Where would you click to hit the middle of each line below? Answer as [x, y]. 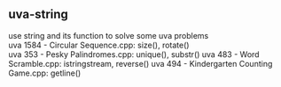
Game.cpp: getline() [45, 73]
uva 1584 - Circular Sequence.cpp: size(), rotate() [99, 45]
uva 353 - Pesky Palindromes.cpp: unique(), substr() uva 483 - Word [134, 54]
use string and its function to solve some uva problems [109, 35]
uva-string [38, 14]
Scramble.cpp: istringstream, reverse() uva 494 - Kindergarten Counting [140, 63]
